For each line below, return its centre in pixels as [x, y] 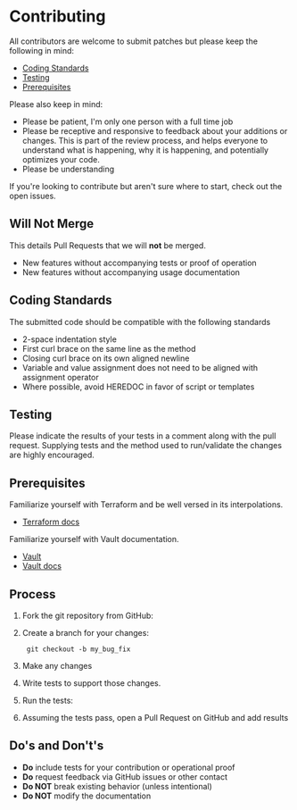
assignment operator [61, 377]
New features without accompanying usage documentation [131, 272]
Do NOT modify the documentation [87, 796]
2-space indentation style [70, 339]
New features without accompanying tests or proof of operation [139, 263]
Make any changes [57, 666]
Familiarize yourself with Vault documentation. [95, 539]
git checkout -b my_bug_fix [78, 649]
